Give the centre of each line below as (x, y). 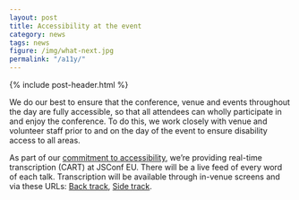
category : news (38, 34)
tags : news (30, 43)
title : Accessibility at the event (76, 26)
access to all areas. (45, 140)
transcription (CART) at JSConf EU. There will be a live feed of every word (146, 167)
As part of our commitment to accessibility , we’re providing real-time (136, 157)
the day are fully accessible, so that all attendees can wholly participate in (145, 112)
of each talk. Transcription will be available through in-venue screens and (145, 177)
